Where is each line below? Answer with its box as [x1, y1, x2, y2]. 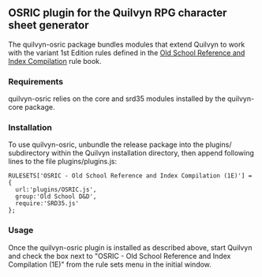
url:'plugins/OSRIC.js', [15, 185, 97, 194]
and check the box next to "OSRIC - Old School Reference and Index [8, 251, 231, 260]
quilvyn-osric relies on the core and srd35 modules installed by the [8, 94, 226, 103]
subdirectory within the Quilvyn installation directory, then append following [8, 148, 255, 158]
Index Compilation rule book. [8, 56, 102, 66]
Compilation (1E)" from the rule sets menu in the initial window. [8, 260, 211, 269]
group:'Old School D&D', [15, 193, 97, 200]
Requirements [8, 76, 64, 87]
